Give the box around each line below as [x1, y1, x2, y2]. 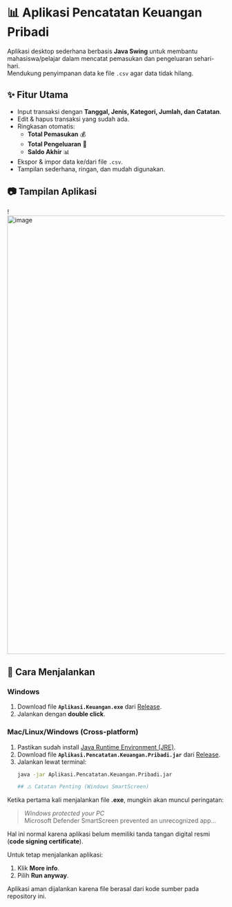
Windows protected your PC [23, 809, 105, 818]
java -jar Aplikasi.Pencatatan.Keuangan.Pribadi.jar [17, 771, 173, 778]
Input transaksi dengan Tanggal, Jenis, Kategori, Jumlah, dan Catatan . [17, 107, 222, 115]
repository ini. [7, 892, 47, 901]
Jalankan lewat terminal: [17, 757, 87, 766]
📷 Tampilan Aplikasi [7, 186, 97, 198]
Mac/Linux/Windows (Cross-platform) [7, 727, 139, 737]
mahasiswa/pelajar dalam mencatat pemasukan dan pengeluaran [7, 54, 193, 62]
